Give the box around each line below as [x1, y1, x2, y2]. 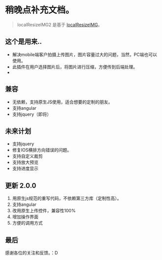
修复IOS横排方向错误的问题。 [12, 147, 72, 153]
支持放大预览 [12, 160, 38, 165]
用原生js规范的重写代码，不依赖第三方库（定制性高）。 [12, 195, 122, 201]
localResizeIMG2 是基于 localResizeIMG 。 [17, 22, 102, 28]
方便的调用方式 [12, 220, 43, 226]
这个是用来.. [5, 37, 42, 46]
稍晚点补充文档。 [5, 4, 75, 16]
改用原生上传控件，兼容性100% [12, 208, 76, 214]
